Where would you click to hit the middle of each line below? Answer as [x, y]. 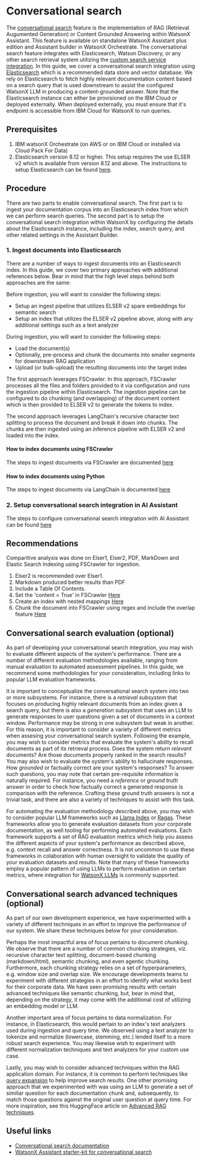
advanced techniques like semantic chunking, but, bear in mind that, [91, 993]
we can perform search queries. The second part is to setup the [85, 216]
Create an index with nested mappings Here [69, 601]
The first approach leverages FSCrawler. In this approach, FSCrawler [91, 379]
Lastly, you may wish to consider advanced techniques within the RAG [93, 1068]
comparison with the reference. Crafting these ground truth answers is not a [100, 793]
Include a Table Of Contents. [50, 589]
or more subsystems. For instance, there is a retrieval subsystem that [92, 697]
